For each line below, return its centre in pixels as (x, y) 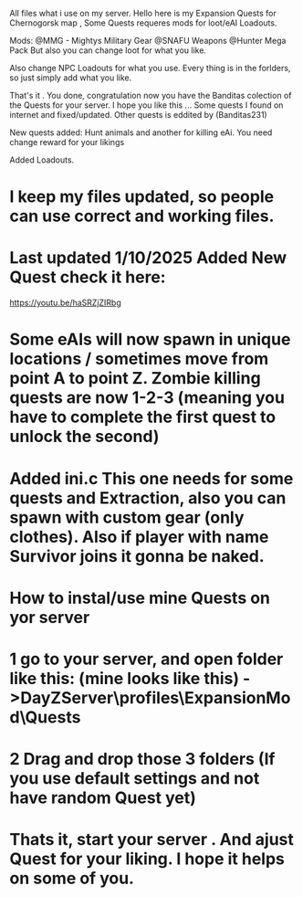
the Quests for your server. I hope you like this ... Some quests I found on (146, 105)
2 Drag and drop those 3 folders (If (142, 760)
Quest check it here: (88, 277)
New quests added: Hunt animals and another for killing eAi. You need (141, 132)
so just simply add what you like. (71, 78)
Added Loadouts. (42, 160)
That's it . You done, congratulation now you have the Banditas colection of (151, 95)
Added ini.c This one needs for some (151, 478)
